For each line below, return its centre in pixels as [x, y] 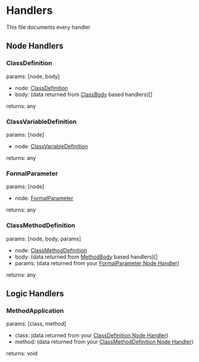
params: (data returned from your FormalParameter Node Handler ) [97, 263]
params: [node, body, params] [44, 239]
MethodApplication [35, 310]
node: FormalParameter [44, 198]
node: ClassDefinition [41, 88]
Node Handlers [35, 46]
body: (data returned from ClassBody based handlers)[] [84, 94]
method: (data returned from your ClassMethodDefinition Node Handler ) [104, 342]
